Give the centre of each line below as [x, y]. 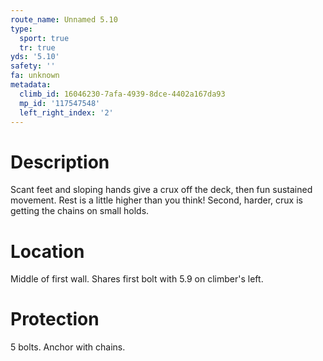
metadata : [31, 85]
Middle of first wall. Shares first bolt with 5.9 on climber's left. [137, 279]
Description [60, 162]
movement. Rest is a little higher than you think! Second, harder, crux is [156, 200]
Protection [55, 319]
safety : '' [33, 66]
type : [21, 29]
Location [47, 251]
